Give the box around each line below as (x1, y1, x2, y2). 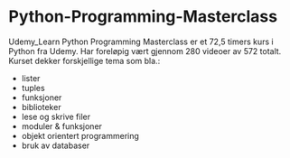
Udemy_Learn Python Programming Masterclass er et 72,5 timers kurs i (8, 36, 274, 47)
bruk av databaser (21, 140, 90, 151)
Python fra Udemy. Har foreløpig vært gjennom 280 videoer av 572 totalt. (8, 45, 282, 56)
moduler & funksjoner (21, 120, 103, 132)
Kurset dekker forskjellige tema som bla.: (8, 55, 161, 66)
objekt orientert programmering (21, 130, 139, 141)
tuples (21, 82, 46, 93)
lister (21, 72, 41, 83)
